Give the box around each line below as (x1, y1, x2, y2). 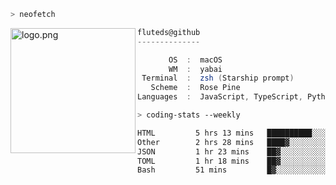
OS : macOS (168, 55, 223, 65)
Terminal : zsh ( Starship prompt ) (141, 73, 295, 84)
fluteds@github (137, 27, 201, 37)
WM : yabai (168, 64, 223, 74)
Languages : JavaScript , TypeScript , (137, 92, 303, 102)
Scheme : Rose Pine (150, 83, 241, 93)
